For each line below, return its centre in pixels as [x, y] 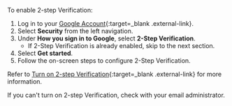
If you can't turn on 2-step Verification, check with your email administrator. [116, 95]
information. [25, 82]
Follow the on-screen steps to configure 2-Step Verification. [104, 61]
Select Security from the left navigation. [75, 31]
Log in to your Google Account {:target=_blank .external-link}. [106, 23]
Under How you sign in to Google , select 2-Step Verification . [106, 38]
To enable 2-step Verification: [50, 10]
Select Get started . [45, 53]
